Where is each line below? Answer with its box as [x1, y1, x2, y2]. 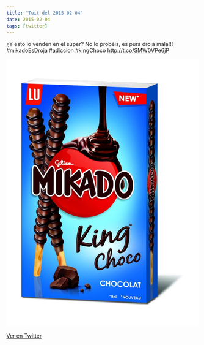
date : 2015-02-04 [6, 16, 51, 23]
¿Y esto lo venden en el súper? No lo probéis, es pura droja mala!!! [6, 40, 173, 48]
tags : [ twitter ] [6, 23, 48, 29]
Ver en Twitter [6, 332, 42, 339]
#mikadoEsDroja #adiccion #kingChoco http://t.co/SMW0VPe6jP [6, 47, 170, 55]
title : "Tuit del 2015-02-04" [6, 10, 84, 16]
